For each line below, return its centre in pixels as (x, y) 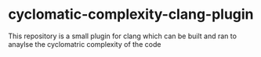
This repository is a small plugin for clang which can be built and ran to (123, 36)
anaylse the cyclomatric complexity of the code (85, 44)
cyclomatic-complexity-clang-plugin (131, 14)
